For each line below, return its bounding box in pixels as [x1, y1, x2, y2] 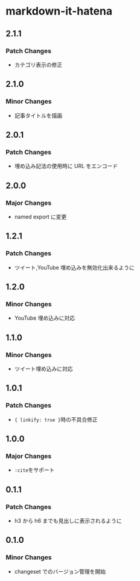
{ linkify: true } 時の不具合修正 [14, 415, 98, 423]
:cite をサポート [14, 466, 55, 474]
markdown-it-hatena [5, 4, 113, 18]
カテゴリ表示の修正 [14, 61, 63, 68]
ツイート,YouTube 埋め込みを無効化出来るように [14, 264, 135, 271]
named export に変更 [14, 213, 67, 220]
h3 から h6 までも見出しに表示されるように [14, 517, 122, 525]
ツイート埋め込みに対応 [14, 365, 73, 372]
